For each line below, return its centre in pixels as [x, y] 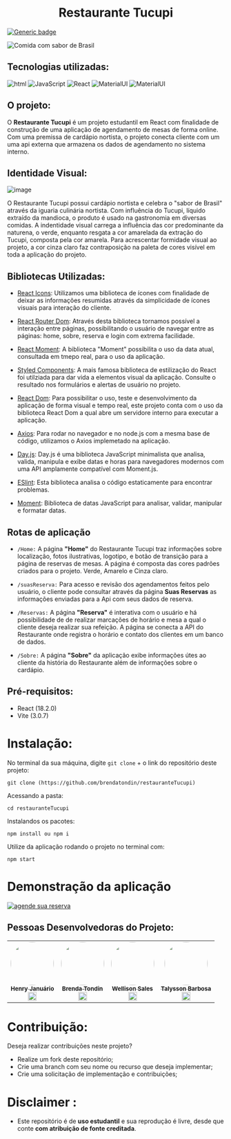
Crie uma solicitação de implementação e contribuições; [97, 1074]
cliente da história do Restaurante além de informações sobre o [107, 663]
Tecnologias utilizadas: [58, 67]
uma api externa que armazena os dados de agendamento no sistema [106, 144]
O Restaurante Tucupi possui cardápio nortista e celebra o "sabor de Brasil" [115, 203]
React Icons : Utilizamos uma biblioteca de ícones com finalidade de [113, 293]
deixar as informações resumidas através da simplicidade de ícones [113, 300]
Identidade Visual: [47, 173]
